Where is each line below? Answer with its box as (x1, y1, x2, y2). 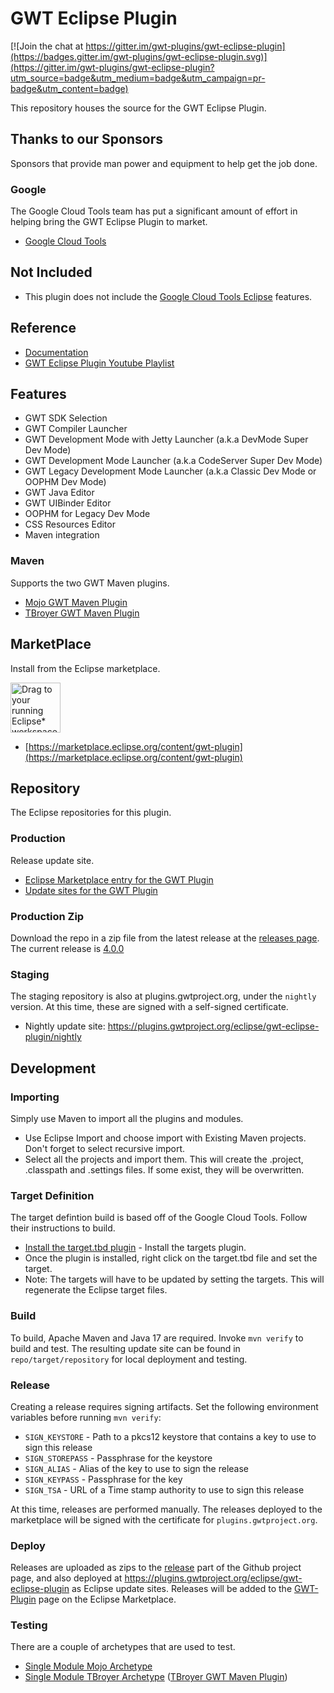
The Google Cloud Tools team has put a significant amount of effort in (10, 205, 298, 217)
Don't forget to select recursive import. (24, 1142, 186, 1154)
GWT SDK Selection (24, 412, 108, 424)
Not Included (10, 264, 93, 281)
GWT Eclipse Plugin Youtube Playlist (24, 357, 175, 369)
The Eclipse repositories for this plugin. (10, 807, 172, 819)
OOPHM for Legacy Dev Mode (24, 508, 151, 520)
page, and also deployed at (10, 1572, 123, 1584)
